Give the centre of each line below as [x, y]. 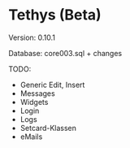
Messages [37, 93]
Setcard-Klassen [48, 128]
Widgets [34, 102]
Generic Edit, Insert [52, 85]
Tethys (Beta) [55, 15]
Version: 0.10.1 [32, 37]
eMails [31, 137]
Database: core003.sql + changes [65, 53]
